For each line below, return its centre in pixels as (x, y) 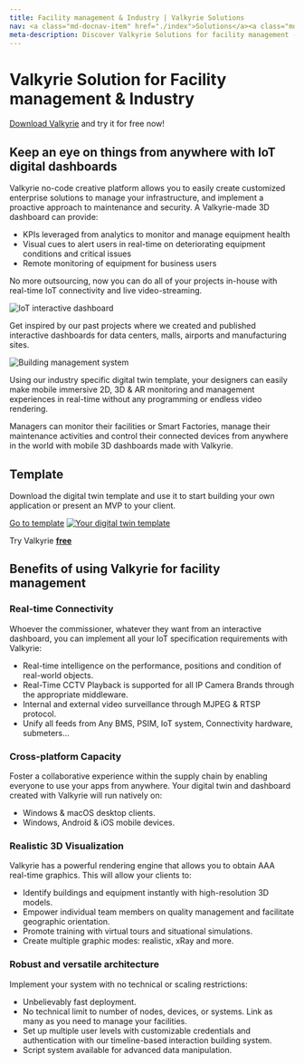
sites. (19, 345)
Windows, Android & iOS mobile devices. (99, 822)
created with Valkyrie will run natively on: (86, 795)
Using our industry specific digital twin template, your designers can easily (148, 380)
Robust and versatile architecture (85, 964)
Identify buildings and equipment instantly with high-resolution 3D (146, 893)
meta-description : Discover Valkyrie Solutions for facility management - (153, 34)
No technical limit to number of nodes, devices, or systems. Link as (147, 1011)
